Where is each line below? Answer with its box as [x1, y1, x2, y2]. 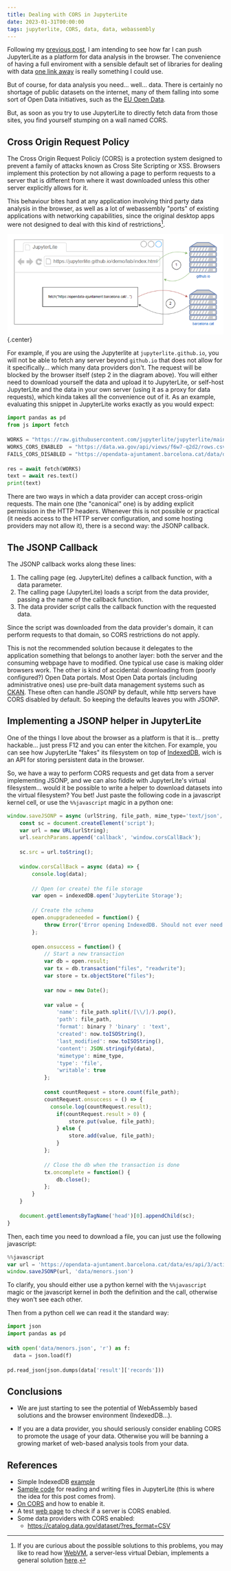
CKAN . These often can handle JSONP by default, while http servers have [7, 688, 217, 696]
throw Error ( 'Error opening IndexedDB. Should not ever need [43, 921, 223, 928]
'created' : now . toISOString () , [56, 1031, 146, 1038]
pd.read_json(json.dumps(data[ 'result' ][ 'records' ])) [7, 1366, 165, 1374]
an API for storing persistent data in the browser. [7, 755, 144, 763]
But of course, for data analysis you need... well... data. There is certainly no [7, 81, 223, 89]
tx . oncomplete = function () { [43, 1169, 131, 1176]
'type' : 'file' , [56, 1059, 103, 1067]
